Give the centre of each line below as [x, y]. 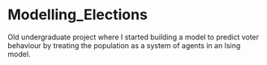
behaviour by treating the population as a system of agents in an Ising [124, 45]
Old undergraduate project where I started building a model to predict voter [133, 37]
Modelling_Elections [78, 15]
